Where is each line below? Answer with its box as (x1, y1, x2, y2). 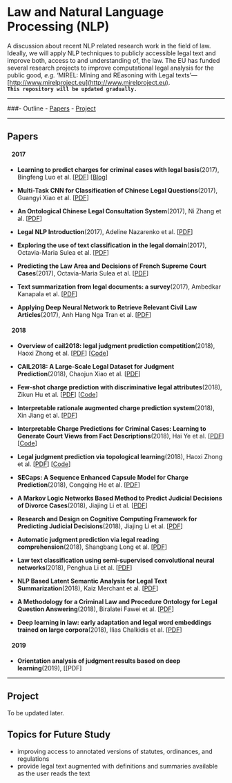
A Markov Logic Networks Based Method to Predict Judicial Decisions (17, 494, 222, 502)
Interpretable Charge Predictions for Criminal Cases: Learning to (17, 424, 206, 432)
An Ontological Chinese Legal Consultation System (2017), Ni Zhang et (17, 206, 222, 215)
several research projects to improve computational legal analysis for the (7, 64, 214, 72)
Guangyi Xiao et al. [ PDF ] (17, 193, 89, 202)
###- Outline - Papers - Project (7, 104, 97, 113)
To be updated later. (7, 708, 64, 717)
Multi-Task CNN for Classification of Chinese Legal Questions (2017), (17, 186, 218, 194)
